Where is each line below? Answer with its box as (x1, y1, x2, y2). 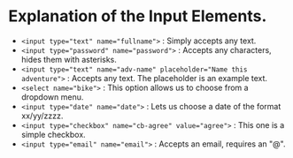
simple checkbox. (20, 129, 86, 139)
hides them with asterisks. (20, 54, 117, 64)
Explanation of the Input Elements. (8, 6, 267, 26)
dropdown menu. (20, 91, 84, 102)
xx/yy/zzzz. (20, 110, 64, 121)
